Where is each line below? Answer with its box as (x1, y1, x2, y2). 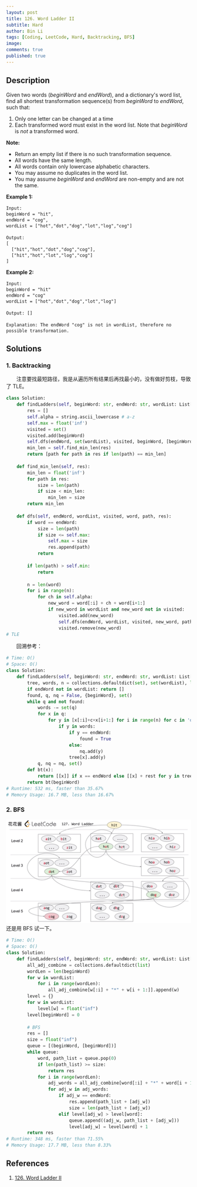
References (6, 1159, 49, 1169)
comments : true (6, 47, 43, 53)
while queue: (27, 1049, 59, 1055)
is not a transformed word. (14, 127, 79, 135)
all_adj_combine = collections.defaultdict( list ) (27, 962, 151, 968)
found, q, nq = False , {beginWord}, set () (27, 692, 133, 698)
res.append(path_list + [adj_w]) (69, 1099, 151, 1105)
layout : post (6, 9, 38, 15)
